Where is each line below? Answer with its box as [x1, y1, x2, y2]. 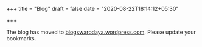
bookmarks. [6, 35, 37, 42]
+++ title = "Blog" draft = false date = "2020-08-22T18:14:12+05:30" [6, 5, 179, 12]
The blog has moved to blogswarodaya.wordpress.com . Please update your [6, 28, 196, 36]
